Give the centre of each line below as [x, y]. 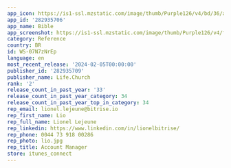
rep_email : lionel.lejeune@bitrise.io [63, 109]
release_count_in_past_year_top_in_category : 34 [78, 103]
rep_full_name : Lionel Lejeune [52, 122]
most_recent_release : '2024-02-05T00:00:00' [72, 64]
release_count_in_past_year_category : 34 [67, 97]
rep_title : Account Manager [47, 147]
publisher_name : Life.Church [49, 77]
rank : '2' [21, 84]
